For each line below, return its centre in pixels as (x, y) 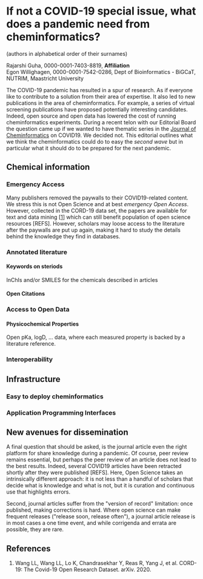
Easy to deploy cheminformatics (55, 397)
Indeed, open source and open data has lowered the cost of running (92, 116)
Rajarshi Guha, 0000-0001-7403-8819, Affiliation (68, 65)
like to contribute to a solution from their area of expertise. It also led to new (101, 96)
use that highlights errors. (38, 492)
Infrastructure (33, 379)
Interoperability (30, 360)
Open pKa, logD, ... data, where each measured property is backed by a (96, 337)
